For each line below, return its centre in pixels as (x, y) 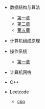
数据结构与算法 (25, 7)
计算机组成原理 (25, 41)
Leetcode (19, 92)
